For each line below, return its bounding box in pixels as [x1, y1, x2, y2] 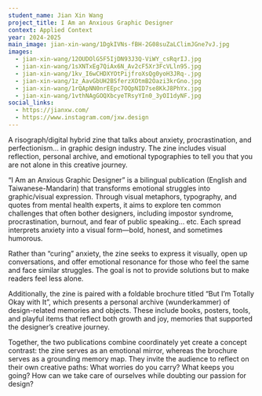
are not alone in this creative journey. [8, 160, 128, 169]
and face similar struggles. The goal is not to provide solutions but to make [8, 265, 249, 274]
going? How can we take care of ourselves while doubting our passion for [8, 370, 247, 380]
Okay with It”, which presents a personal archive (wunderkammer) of [8, 297, 231, 307]
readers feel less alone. [8, 274, 84, 283]
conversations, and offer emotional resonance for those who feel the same [8, 256, 249, 267]
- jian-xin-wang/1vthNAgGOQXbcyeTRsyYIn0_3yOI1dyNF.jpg [15, 92, 202, 100]
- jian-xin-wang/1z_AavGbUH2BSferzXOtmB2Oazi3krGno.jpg [15, 77, 202, 85]
